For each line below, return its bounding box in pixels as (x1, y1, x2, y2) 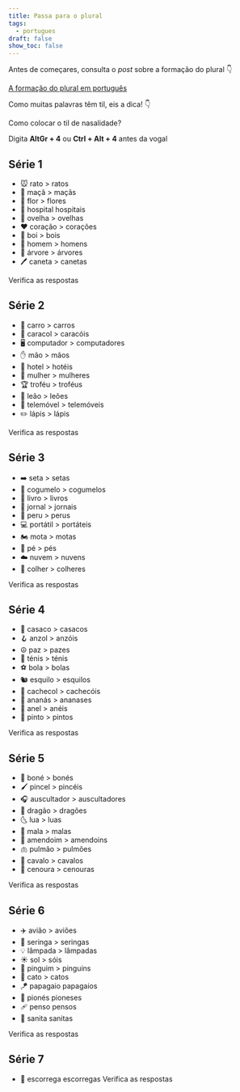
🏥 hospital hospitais (19, 204, 86, 214)
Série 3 (8, 451, 45, 465)
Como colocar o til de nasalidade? (8, 118, 122, 128)
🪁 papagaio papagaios (19, 981, 98, 991)
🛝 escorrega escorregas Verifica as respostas (19, 1073, 173, 1084)
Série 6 (8, 904, 45, 917)
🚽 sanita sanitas (19, 1014, 74, 1023)
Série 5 (8, 751, 45, 765)
